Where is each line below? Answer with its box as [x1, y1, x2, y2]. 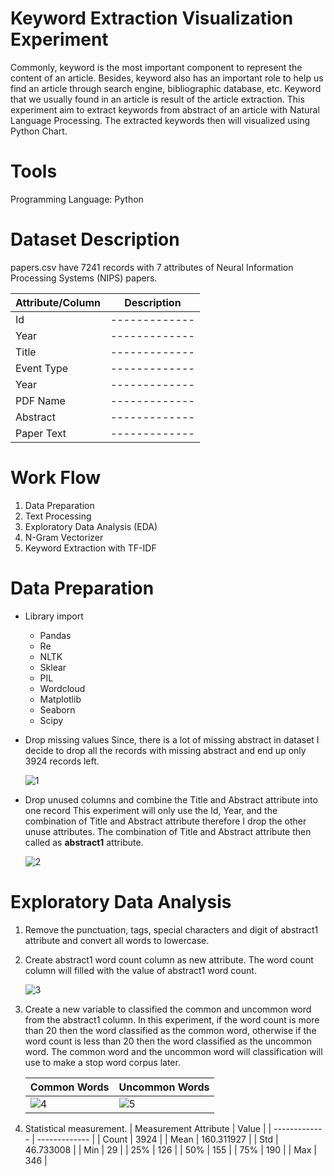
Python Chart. [10, 125, 68, 137]
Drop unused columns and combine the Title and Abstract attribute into [24, 793, 318, 806]
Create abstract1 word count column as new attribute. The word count [24, 953, 314, 966]
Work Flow [10, 467, 102, 489]
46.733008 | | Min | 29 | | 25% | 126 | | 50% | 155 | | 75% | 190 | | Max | [24, 1143, 317, 1156]
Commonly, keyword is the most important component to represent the [10, 61, 303, 73]
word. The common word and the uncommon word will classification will [24, 1045, 323, 1057]
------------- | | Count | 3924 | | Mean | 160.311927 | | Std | [36, 1133, 279, 1145]
